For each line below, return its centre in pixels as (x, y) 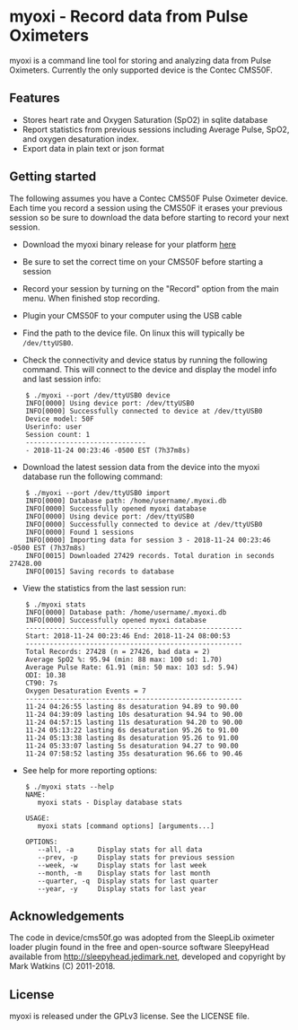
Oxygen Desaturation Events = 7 (86, 691)
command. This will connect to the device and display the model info (149, 369)
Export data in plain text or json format (93, 148)
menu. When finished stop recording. (91, 298)
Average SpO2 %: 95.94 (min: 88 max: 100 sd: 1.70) (124, 659)
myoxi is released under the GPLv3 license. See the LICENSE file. (129, 1017)
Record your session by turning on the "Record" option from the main (151, 288)
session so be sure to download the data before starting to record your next (149, 217)
